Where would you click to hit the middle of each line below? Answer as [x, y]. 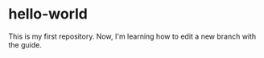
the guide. [25, 44]
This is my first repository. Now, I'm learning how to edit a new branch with [132, 36]
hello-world [48, 14]
